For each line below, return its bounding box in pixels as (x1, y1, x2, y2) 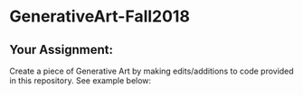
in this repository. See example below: (9, 75, 152, 86)
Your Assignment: (9, 42, 113, 57)
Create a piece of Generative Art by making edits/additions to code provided (9, 65, 294, 76)
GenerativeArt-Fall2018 (9, 6, 190, 27)
